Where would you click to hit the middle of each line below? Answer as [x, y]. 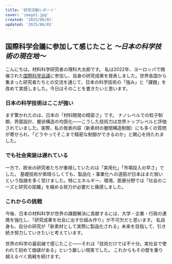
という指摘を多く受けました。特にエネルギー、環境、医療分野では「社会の [84, 180]
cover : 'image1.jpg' [27, 15]
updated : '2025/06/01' [29, 24]
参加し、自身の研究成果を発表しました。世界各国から [111, 76]
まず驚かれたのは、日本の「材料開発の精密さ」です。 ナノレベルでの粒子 [82, 115]
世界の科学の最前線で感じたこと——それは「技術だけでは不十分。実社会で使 [86, 243]
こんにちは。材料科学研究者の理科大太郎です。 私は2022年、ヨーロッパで [83, 69]
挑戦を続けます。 [45, 256]
